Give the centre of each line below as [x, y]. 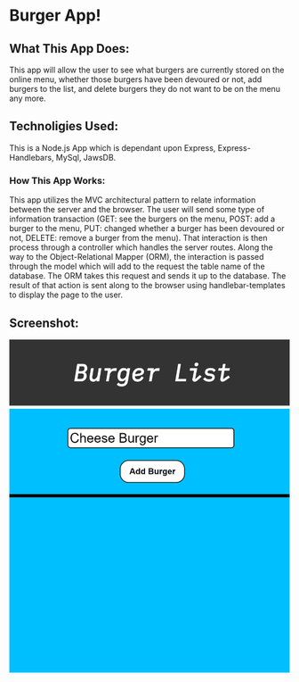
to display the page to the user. [66, 295]
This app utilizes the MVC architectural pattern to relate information [133, 200]
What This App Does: [69, 49]
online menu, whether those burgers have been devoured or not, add [136, 79]
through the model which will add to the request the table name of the [137, 266]
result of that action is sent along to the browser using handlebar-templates [148, 286]
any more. [28, 98]
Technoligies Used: [64, 126]
